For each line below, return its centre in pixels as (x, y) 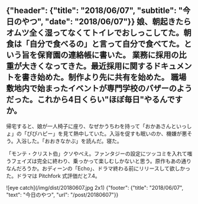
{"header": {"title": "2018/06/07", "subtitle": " (95, 11)
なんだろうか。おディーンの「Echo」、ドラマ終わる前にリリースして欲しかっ (98, 168)
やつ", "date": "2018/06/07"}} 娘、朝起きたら (106, 22)
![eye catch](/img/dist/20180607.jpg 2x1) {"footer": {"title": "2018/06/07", (95, 187)
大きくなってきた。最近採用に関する (87, 66)
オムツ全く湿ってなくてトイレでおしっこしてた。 (95, 33)
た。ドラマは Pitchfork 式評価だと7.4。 (53, 176)
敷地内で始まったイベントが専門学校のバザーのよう (99, 89)
